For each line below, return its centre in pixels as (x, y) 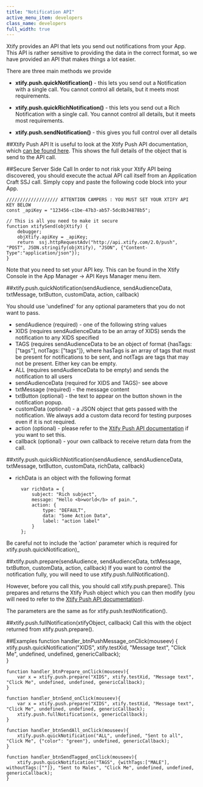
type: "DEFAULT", (64, 511)
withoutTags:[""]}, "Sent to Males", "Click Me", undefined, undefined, (100, 768)
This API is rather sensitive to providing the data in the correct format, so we (102, 53)
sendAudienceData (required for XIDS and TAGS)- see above (91, 383)
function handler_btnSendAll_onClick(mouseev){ (68, 731)
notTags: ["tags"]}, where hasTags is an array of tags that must (117, 351)
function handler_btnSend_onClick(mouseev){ (64, 699)
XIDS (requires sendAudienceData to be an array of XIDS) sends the (100, 331)
